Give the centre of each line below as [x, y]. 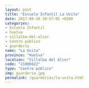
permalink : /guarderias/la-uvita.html [44, 78]
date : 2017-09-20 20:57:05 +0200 [39, 19]
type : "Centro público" [29, 69]
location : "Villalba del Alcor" [38, 60]
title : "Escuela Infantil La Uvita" [42, 14]
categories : [17, 23]
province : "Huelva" [25, 55]
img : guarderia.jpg [25, 73]
